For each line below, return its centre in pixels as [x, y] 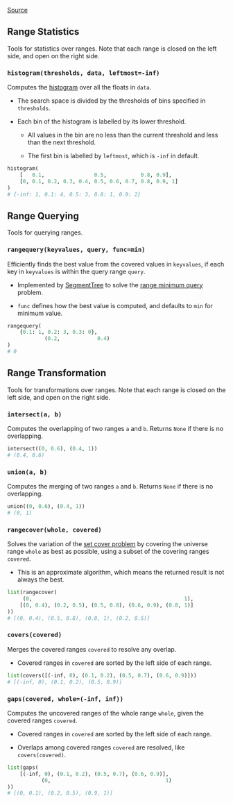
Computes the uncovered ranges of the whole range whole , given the [106, 713]
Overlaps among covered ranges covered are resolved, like [101, 747]
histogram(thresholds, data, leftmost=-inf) [84, 73]
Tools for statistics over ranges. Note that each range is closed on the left [112, 49]
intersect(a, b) [35, 414]
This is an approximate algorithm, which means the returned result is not [121, 573]
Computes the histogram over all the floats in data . [79, 87]
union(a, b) [27, 472]
